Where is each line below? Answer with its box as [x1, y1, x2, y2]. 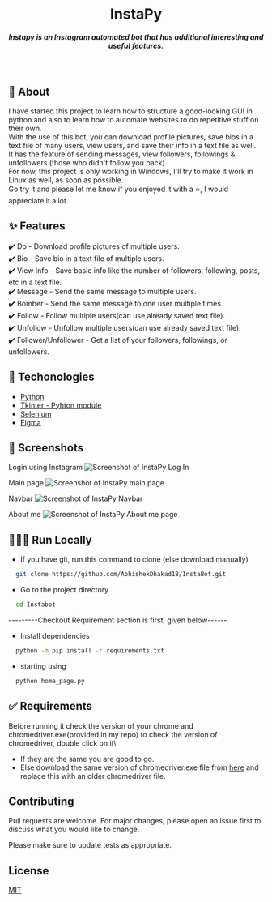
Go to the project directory [19, 585, 109, 595]
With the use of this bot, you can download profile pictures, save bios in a [8, 131, 253, 142]
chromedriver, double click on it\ [8, 738, 117, 748]
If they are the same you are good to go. [19, 754, 155, 763]
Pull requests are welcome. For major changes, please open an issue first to [8, 816, 261, 826]
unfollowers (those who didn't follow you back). [8, 157, 168, 167]
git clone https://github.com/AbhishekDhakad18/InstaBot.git [15, 571, 227, 579]
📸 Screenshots [8, 441, 84, 455]
